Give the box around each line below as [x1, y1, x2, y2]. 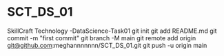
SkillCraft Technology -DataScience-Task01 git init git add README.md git [7, 27, 217, 35]
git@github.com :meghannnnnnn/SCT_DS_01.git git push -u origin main [7, 41, 207, 49]
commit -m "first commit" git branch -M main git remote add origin [7, 33, 196, 42]
